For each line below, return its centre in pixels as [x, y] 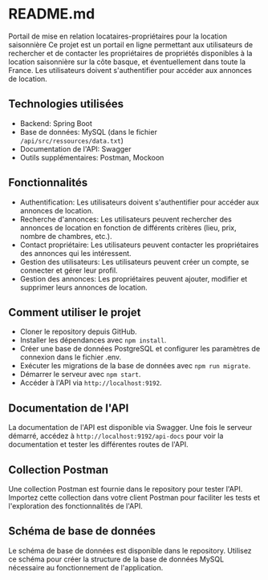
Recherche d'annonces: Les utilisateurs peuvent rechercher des [126, 219]
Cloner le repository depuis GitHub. [79, 332]
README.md [52, 14]
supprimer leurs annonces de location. [84, 287]
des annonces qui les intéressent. [75, 253]
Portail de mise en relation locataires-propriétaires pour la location [118, 36]
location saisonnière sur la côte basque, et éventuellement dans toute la [127, 62]
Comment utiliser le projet [75, 312]
